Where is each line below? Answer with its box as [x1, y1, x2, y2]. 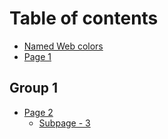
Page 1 [23, 50, 52, 62]
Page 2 [23, 106, 54, 118]
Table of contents [9, 7, 159, 30]
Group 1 [9, 80, 59, 97]
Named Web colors [23, 40, 104, 52]
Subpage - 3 [38, 117, 91, 129]
